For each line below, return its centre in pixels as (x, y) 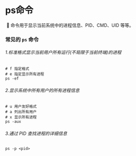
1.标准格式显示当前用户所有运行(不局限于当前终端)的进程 (63, 52)
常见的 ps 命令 (22, 39)
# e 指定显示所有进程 (25, 74)
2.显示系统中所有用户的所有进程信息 (42, 90)
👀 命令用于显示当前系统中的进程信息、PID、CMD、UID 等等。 (70, 25)
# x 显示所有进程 (21, 117)
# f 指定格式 (17, 69)
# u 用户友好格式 (21, 107)
